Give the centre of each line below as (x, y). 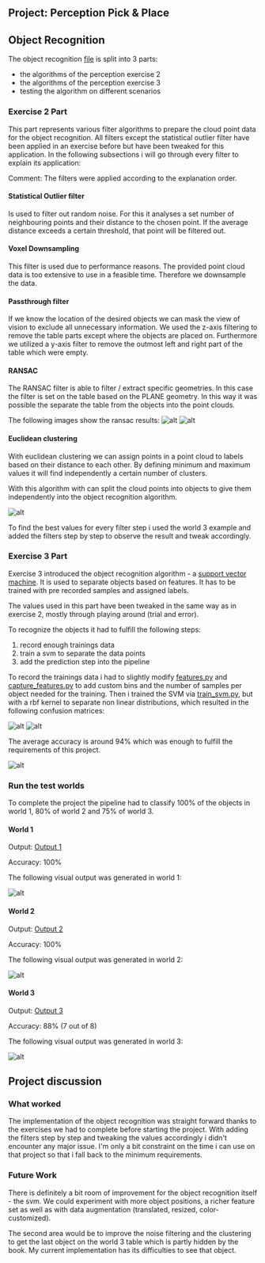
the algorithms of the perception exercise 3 (90, 83)
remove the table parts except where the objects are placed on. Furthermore (133, 336)
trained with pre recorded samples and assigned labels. (99, 590)
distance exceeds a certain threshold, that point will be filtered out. (117, 230)
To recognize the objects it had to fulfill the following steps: (105, 630)
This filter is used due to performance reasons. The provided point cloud (127, 266)
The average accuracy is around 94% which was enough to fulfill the (121, 741)
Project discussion (55, 1081)
